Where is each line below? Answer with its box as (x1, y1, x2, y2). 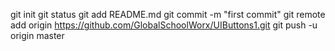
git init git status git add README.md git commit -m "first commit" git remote (10, 9, 326, 20)
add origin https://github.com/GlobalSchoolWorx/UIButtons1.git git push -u (10, 19, 318, 31)
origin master (10, 30, 65, 41)
